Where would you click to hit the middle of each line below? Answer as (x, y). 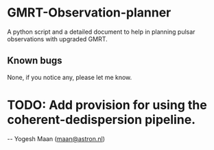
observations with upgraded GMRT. (57, 39)
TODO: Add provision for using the (107, 105)
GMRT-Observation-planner (89, 13)
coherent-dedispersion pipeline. (102, 119)
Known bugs (35, 61)
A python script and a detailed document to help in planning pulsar (101, 32)
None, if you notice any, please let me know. (70, 77)
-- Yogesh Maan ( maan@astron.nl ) (56, 138)
